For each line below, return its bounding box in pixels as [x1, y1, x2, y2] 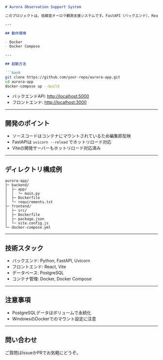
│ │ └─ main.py [5, 191, 40, 196]
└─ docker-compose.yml [5, 225, 51, 230]
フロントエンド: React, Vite [12, 264, 66, 269]
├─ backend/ [5, 183, 29, 188]
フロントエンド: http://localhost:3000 [12, 99, 87, 105]
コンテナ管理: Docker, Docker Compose [12, 276, 92, 282]
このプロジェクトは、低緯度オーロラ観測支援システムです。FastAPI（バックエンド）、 [5, 13, 152, 18]
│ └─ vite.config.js [5, 221, 49, 226]
